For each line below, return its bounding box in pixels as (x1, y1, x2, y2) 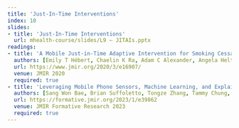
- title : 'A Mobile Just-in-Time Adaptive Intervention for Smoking (7, 50, 215, 58)
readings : (7, 43, 37, 50)
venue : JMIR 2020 (14, 70, 65, 77)
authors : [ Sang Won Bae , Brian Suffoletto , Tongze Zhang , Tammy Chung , (14, 90, 231, 97)
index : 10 (7, 17, 37, 24)
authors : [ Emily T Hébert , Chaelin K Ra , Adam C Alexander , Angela (14, 57, 218, 64)
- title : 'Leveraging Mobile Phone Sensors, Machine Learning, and (7, 83, 212, 90)
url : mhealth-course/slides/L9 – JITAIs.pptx (14, 37, 152, 44)
